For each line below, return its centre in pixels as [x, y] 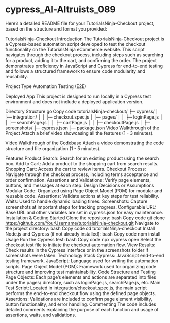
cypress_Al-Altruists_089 [60, 9]
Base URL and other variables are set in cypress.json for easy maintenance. [84, 212]
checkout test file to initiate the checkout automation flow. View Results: [80, 245]
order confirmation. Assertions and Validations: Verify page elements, [78, 180]
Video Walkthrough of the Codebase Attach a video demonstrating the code [84, 143]
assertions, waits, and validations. [41, 315]
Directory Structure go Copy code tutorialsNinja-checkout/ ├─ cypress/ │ [82, 111]
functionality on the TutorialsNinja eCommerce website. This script [75, 49]
